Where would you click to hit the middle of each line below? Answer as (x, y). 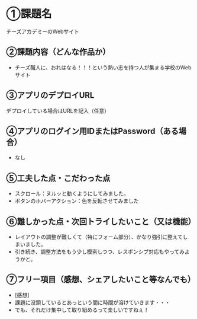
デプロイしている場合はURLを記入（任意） (58, 111)
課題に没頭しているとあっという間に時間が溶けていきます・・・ (92, 302)
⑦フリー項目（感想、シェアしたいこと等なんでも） (101, 280)
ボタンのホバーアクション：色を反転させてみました (77, 201)
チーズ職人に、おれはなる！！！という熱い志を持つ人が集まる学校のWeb (103, 67)
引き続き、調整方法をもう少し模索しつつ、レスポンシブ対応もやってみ (100, 252)
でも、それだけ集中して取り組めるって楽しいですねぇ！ (82, 310)
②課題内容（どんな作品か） (58, 52)
